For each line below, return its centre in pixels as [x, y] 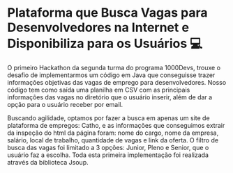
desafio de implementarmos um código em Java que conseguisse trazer [111, 75]
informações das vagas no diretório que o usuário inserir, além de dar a [110, 97]
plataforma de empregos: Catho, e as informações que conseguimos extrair [116, 125]
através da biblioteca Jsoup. [48, 162]
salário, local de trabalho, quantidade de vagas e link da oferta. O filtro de [113, 140]
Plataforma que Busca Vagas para [107, 13]
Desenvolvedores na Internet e [98, 27]
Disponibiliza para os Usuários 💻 [105, 44]
